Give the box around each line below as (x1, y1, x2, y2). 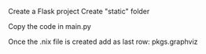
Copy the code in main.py (8, 22, 92, 31)
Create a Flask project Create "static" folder (8, 7, 150, 16)
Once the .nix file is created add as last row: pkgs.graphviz (8, 37, 198, 46)
